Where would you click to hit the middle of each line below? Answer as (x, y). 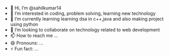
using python (24, 24)
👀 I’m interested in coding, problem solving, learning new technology (83, 13)
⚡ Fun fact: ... (24, 49)
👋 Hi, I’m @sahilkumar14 (36, 8)
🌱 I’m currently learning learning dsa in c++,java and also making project (87, 19)
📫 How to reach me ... (34, 35)
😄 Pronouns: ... (27, 43)
